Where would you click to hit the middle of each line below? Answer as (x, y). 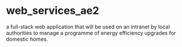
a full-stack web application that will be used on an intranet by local (88, 27)
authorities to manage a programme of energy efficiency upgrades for (91, 32)
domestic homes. (27, 39)
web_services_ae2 (53, 11)
